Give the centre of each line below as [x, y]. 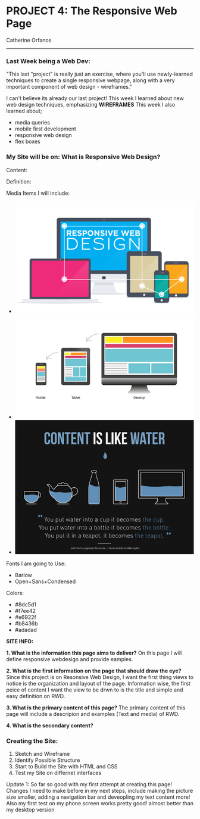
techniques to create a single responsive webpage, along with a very [90, 80]
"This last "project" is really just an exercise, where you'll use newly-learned [100, 74]
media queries [32, 123]
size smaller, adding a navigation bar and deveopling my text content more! [98, 797]
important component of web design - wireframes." [69, 87]
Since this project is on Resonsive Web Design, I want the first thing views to [100, 677]
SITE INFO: [20, 642]
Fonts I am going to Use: [36, 563]
